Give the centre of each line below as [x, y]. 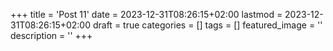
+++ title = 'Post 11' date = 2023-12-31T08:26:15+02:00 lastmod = [146, 14]
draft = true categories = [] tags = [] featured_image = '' [207, 25]
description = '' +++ [51, 35]
